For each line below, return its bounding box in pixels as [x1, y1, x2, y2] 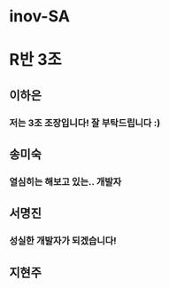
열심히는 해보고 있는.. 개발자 [9, 176, 122, 188]
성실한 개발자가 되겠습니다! [9, 235, 117, 247]
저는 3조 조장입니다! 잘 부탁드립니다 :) [9, 116, 161, 129]
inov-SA [9, 6, 71, 27]
